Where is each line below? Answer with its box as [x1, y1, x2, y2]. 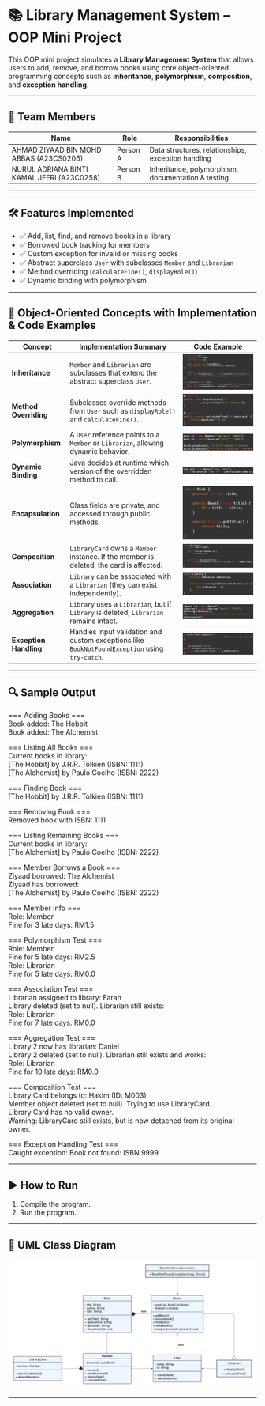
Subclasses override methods [69, 397, 167, 407]
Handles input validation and [69, 627, 162, 637]
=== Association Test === [8, 985, 94, 994]
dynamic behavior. [69, 447, 130, 456]
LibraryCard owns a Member [69, 543, 157, 554]
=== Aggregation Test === [8, 1034, 96, 1043]
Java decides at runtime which [69, 458, 170, 467]
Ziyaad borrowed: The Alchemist [8, 871, 114, 881]
